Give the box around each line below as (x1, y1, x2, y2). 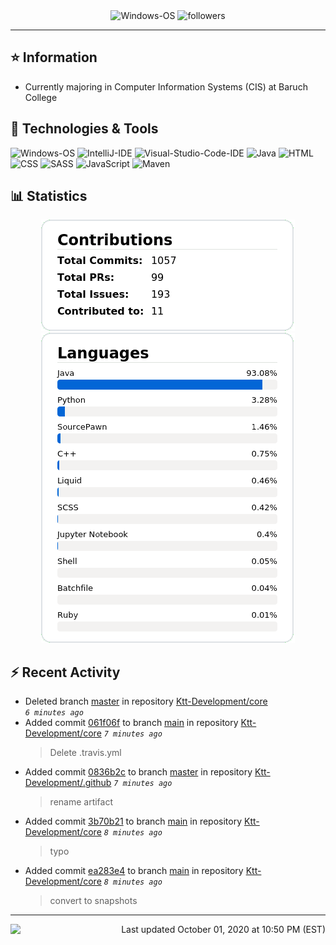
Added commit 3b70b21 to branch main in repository (24, 815, 243, 828)
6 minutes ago (24, 708, 84, 718)
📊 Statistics (10, 188, 88, 205)
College (24, 91, 58, 103)
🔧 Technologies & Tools (10, 120, 159, 138)
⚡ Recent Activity (10, 664, 121, 681)
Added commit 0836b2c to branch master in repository (24, 766, 253, 778)
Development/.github (24, 777, 112, 789)
